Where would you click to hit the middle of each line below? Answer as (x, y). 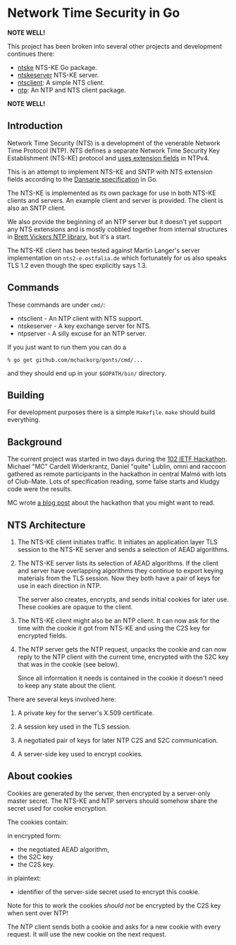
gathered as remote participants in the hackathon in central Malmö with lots (117, 474)
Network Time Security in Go (94, 13)
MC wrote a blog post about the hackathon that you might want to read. (111, 503)
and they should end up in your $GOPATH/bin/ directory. (87, 373)
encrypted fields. (42, 635)
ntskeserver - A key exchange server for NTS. (84, 326)
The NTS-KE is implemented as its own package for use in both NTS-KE (112, 193)
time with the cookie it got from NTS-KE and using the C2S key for (114, 628)
